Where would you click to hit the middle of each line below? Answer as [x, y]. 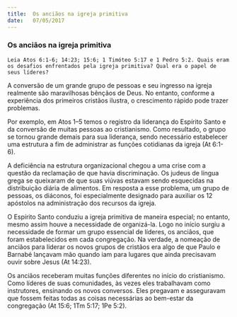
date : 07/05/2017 [36, 21]
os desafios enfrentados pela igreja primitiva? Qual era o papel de [112, 66]
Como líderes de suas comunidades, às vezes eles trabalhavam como [109, 283]
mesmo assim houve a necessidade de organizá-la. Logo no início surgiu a [116, 224]
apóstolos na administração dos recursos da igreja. [82, 203]
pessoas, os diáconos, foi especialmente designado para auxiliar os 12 [110, 195]
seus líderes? [28, 72]
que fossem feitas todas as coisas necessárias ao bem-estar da [100, 298]
